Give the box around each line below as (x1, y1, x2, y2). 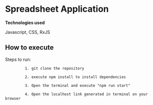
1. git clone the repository (25, 66, 84, 71)
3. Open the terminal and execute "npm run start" (25, 83, 131, 88)
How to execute (5, 43, 54, 52)
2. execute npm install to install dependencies (25, 75, 126, 79)
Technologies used (5, 20, 45, 26)
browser (5, 96, 21, 101)
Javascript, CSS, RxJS (5, 29, 51, 35)
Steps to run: (5, 56, 31, 62)
